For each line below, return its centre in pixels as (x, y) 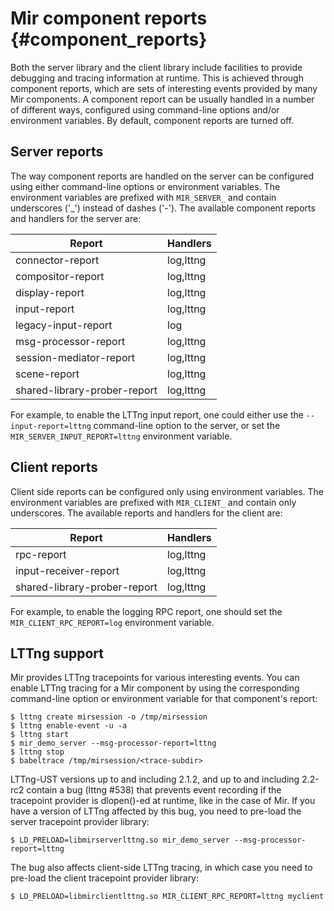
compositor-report (60, 276)
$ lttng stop (37, 752)
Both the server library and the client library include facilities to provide (156, 67)
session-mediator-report (75, 357)
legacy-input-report (64, 325)
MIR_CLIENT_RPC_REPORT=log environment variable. (112, 622)
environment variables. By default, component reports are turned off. (152, 120)
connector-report (57, 260)
